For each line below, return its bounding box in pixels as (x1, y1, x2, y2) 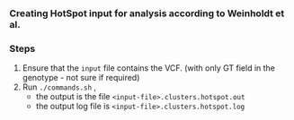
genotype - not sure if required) (22, 73, 140, 83)
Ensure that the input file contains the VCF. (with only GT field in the (22, 63, 276, 73)
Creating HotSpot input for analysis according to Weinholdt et (9, 7, 285, 20)
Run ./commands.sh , (22, 81, 97, 92)
